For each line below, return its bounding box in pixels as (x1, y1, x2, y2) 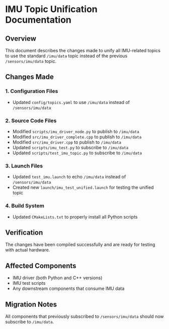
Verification (5, 228, 43, 237)
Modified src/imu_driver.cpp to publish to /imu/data (12, 139, 122, 145)
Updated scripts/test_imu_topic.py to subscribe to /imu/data (12, 150, 142, 156)
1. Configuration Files (5, 88, 58, 95)
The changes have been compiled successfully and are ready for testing (5, 242, 155, 248)
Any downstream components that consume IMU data (12, 285, 125, 292)
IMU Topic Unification (5, 4, 98, 15)
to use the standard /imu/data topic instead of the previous (5, 53, 128, 59)
